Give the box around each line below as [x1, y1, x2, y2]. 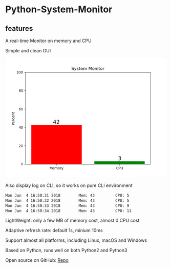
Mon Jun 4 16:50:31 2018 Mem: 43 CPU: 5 [5, 193, 130, 198]
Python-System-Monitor [5, 4, 113, 15]
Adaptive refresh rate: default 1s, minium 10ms [5, 227, 103, 234]
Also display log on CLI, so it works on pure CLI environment [5, 182, 133, 188]
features [5, 24, 33, 33]
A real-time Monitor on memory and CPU [5, 37, 92, 44]
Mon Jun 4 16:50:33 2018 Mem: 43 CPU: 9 [5, 203, 130, 208]
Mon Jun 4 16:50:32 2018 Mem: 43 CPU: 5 [5, 198, 130, 203]
